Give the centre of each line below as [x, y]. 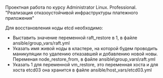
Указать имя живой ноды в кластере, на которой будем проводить [85, 48]
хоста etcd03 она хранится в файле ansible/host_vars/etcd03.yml [82, 70]
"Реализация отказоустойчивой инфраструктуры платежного [72, 13]
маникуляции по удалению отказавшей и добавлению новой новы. [85, 54]
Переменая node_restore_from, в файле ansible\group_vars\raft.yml [84, 59]
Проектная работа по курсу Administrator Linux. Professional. [71, 7]
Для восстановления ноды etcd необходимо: [54, 28]
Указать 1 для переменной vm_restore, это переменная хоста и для [85, 65]
